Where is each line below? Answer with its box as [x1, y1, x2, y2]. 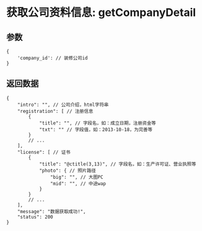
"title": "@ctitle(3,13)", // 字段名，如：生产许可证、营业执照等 [39, 161, 196, 167]
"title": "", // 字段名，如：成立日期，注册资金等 [39, 120, 156, 126]
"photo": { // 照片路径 [39, 167, 96, 173]
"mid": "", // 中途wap [50, 180, 107, 187]
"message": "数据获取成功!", [17, 208, 86, 214]
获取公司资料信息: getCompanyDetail [6, 6, 196, 20]
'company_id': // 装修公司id [17, 55, 88, 61]
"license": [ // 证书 [17, 149, 70, 155]
